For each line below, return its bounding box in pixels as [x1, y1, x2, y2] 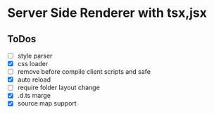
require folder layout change [17, 83, 100, 92]
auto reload [17, 75, 51, 84]
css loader [17, 60, 49, 68]
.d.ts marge [17, 91, 51, 100]
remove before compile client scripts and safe [17, 68, 151, 76]
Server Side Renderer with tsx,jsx [7, 5, 208, 21]
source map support [17, 99, 77, 108]
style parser [17, 51, 53, 60]
